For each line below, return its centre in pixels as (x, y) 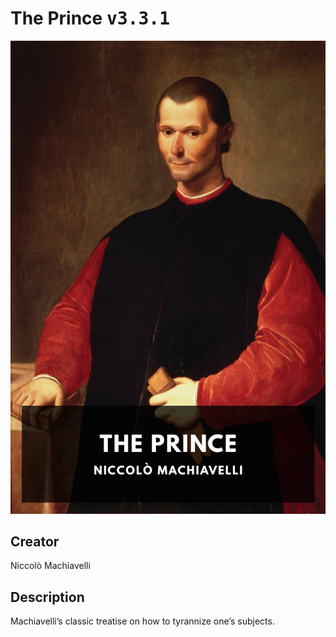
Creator (35, 542)
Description (47, 597)
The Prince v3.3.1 (90, 18)
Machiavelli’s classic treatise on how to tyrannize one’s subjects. (142, 621)
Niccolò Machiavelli (50, 566)
